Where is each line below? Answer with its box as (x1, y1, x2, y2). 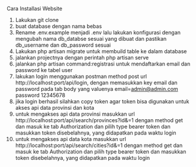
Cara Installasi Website (7, 5, 63, 12)
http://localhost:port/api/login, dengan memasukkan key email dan (15, 79, 178, 86)
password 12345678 (15, 91, 66, 99)
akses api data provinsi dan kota (15, 104, 94, 111)
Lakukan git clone (15, 17, 59, 23)
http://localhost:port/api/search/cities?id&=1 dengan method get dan (15, 142, 183, 149)
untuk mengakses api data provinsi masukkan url (15, 110, 135, 117)
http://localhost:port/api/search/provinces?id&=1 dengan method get (15, 117, 183, 123)
